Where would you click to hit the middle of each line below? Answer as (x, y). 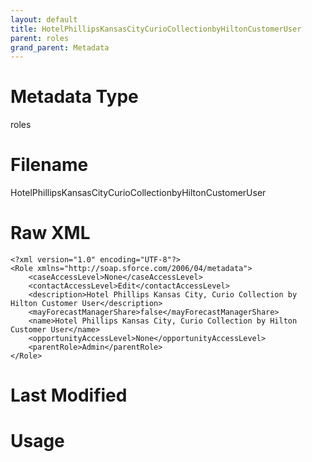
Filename (49, 165)
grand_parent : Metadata (60, 47)
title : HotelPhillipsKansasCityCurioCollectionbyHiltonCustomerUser (156, 29)
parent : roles (40, 38)
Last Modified (69, 395)
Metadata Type (74, 97)
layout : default (44, 19)
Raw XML (50, 233)
